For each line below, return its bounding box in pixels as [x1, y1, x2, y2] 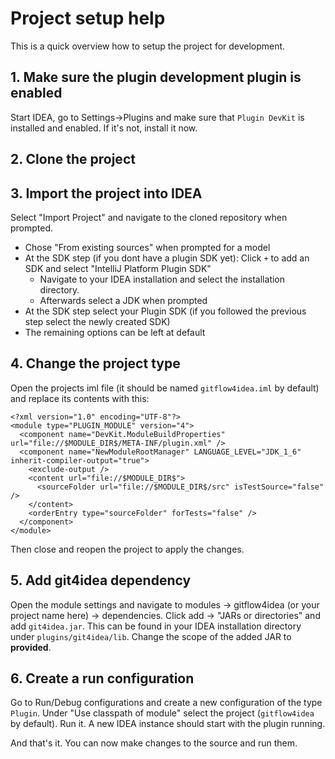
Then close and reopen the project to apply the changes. [10, 543, 245, 555]
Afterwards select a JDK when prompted [39, 294, 208, 306]
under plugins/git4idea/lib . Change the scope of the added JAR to [10, 630, 292, 642]
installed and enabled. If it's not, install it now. [10, 122, 198, 134]
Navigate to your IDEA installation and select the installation [39, 273, 286, 285]
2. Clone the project [10, 151, 136, 168]
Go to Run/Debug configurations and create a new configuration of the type [10, 697, 323, 709]
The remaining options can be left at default [24, 326, 206, 338]
